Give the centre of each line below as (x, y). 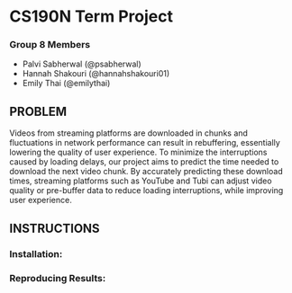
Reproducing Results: (58, 278)
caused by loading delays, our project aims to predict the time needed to (144, 162)
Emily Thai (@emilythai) (66, 84)
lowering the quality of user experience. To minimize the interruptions (138, 152)
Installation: (36, 253)
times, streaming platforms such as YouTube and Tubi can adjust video (141, 181)
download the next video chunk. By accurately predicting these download (146, 172)
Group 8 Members (50, 45)
